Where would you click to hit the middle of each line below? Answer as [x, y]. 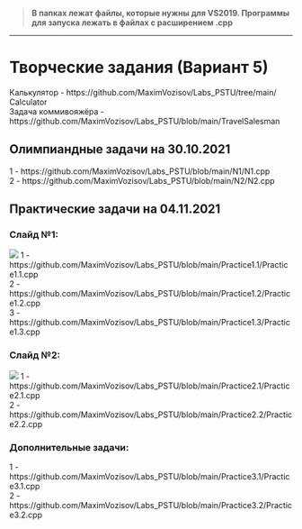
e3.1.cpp [25, 487]
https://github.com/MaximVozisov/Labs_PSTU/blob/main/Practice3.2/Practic [151, 506]
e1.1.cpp [24, 275]
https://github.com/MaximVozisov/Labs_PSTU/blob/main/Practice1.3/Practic [150, 323]
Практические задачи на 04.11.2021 [115, 210]
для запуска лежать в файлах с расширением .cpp [132, 23]
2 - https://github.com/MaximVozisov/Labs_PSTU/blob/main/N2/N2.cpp [142, 180]
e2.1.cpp [25, 395]
